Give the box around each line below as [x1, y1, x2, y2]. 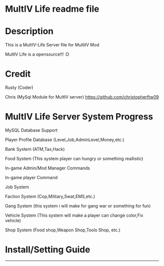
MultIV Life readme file [5, 3, 100, 15]
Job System [5, 184, 29, 190]
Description [5, 26, 54, 37]
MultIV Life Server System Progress [5, 111, 153, 123]
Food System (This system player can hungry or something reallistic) [5, 156, 143, 162]
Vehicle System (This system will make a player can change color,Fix [5, 212, 143, 218]
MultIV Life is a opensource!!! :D [5, 51, 69, 57]
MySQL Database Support [5, 127, 58, 133]
